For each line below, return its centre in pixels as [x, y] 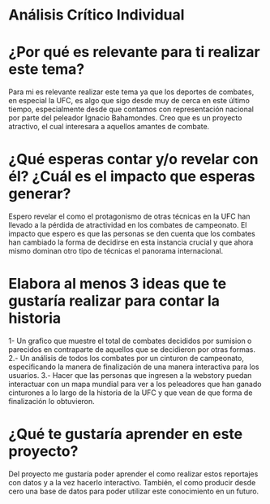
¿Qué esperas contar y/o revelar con [133, 159]
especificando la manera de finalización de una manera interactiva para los [134, 367]
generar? [40, 194]
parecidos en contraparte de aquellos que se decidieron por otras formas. [132, 350]
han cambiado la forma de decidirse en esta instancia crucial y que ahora [131, 242]
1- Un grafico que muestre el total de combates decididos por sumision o [130, 341]
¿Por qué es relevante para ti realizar [135, 52]
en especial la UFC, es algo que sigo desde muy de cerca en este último [129, 101]
